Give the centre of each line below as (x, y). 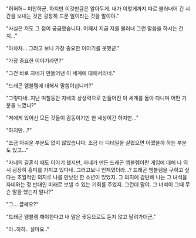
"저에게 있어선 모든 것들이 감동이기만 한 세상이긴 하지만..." (72, 118)
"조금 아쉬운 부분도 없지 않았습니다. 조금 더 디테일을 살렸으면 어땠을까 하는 (91, 143)
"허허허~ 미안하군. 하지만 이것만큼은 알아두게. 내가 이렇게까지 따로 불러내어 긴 (95, 8)
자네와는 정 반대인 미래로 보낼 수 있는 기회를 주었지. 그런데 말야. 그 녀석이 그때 (95, 184)
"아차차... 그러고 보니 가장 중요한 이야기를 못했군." (63, 48)
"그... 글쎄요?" (22, 204)
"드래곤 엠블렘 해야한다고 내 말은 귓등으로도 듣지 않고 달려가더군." (81, 217)
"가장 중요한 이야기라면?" (35, 61)
